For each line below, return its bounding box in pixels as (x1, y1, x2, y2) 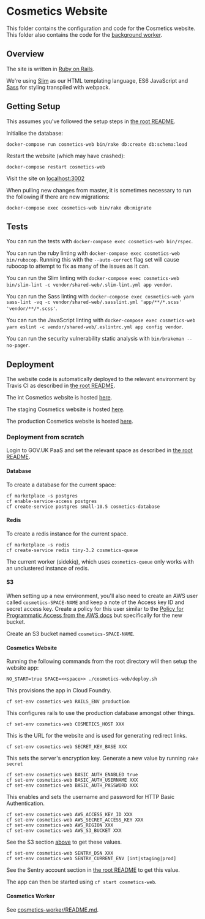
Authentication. (6, 800, 45, 807)
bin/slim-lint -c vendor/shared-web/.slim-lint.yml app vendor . (6, 281, 173, 289)
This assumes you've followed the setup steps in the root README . (6, 118, 176, 125)
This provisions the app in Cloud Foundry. (6, 687, 112, 694)
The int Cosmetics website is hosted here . (6, 394, 113, 401)
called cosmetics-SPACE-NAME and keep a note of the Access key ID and (6, 599, 185, 606)
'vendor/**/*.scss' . (6, 304, 58, 312)
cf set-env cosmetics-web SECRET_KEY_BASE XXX (6, 744, 127, 750)
